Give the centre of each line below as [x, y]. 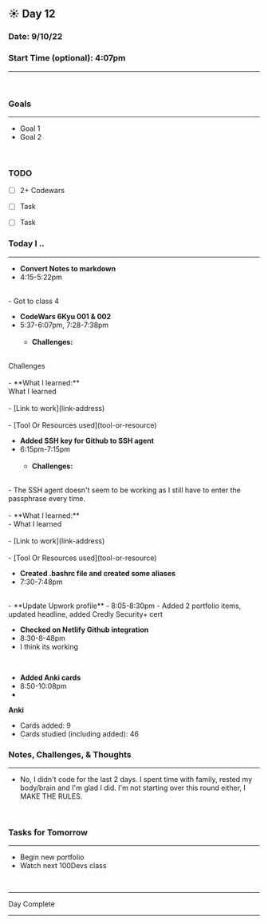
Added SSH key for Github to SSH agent [87, 440]
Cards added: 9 [45, 725]
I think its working [49, 646]
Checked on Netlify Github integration [84, 630]
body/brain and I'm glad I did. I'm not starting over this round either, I [132, 788]
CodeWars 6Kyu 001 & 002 [65, 316]
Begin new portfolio [52, 857]
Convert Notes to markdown [68, 268]
